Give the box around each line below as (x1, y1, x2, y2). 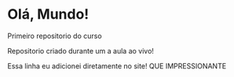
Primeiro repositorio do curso (7, 31, 103, 40)
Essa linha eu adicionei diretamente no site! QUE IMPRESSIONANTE (7, 61, 227, 71)
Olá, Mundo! (7, 5, 90, 23)
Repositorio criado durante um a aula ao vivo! (7, 46, 155, 55)
